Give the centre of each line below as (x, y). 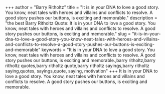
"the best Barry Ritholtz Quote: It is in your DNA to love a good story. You (80, 23)
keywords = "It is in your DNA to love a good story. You (98, 50)
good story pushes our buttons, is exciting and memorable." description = (81, 18)
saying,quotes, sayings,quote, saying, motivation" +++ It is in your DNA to (81, 71)
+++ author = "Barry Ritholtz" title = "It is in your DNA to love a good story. (82, 7)
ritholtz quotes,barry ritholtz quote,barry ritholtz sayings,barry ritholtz (77, 65)
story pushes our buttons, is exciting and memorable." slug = (68, 34)
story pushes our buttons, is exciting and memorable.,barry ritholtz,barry (80, 60)
